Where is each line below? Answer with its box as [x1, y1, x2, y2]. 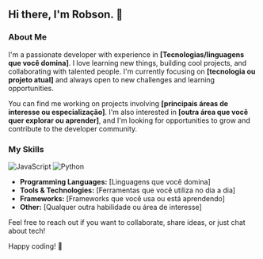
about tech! [8, 226, 46, 235]
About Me [8, 32, 48, 43]
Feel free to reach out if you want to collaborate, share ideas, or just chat [8, 217, 246, 227]
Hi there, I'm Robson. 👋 [8, 8, 124, 21]
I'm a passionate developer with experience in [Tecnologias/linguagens [8, 49, 245, 59]
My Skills [8, 143, 44, 154]
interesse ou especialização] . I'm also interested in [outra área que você [8, 107, 249, 116]
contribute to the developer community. [8, 124, 138, 133]
